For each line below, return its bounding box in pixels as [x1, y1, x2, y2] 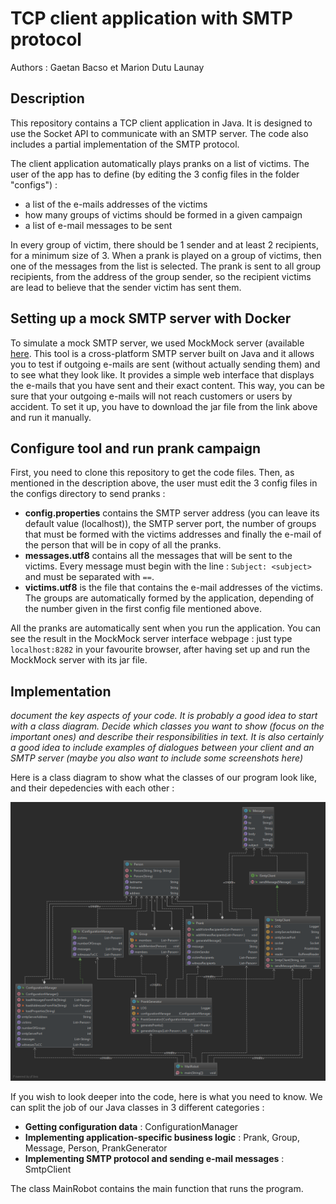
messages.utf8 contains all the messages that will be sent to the [24, 550, 293, 562]
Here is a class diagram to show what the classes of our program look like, [10, 772, 317, 784]
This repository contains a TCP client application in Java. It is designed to [10, 117, 313, 129]
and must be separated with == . [24, 571, 155, 583]
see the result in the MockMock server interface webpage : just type [10, 633, 293, 645]
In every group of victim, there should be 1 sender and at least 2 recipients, [10, 238, 319, 251]
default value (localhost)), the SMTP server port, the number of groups [24, 518, 317, 530]
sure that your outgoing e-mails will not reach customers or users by [10, 390, 293, 402]
